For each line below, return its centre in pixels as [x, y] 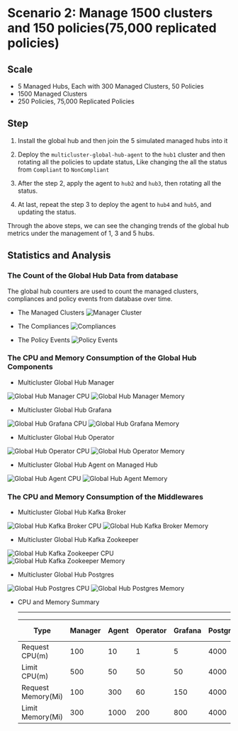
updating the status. [47, 212]
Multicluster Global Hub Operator [66, 437]
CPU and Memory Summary [58, 602]
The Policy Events [44, 340]
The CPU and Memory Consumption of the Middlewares [106, 497]
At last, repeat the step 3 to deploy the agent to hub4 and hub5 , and [114, 204]
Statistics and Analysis [59, 255]
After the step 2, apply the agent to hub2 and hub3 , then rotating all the [119, 183]
